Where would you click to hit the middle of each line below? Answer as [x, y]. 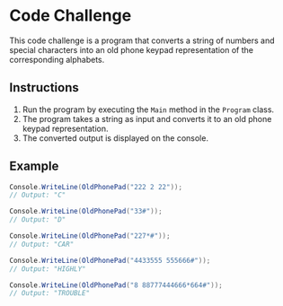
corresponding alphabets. [57, 59]
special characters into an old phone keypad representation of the [132, 49]
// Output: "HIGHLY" [48, 269]
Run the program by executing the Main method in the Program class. [148, 109]
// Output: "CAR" [42, 244]
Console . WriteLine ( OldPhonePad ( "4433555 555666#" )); [110, 260]
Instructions [44, 87]
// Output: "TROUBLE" [50, 293]
